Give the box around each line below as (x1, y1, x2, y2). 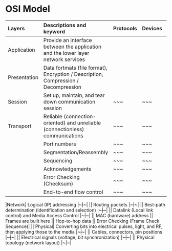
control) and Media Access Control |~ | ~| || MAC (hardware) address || (5, 212, 154, 218)
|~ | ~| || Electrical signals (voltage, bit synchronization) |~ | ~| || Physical (5, 234, 155, 240)
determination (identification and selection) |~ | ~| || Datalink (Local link (5, 207, 154, 213)
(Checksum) (43, 180, 73, 187)
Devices (142, 25, 162, 32)
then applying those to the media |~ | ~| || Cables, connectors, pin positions (5, 228, 163, 235)
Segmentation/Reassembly (43, 149, 109, 156)
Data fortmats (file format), (43, 64, 108, 71)
